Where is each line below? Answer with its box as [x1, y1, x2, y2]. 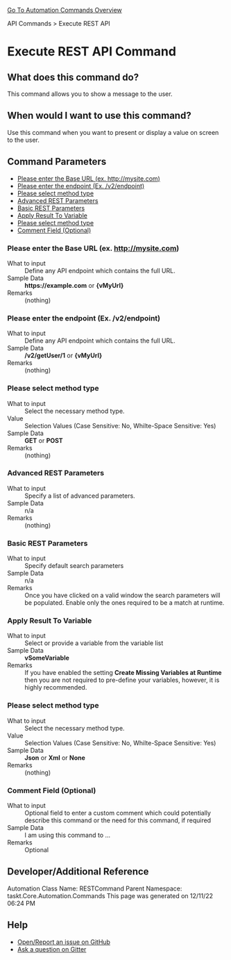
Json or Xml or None [24, 754, 85, 762]
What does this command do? [7, 71, 139, 83]
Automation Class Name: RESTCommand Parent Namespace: [7, 884, 182, 893]
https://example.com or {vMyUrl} [24, 281, 124, 289]
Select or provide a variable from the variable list [24, 639, 164, 647]
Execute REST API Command [7, 44, 177, 60]
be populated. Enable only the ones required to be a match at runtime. [24, 599, 225, 607]
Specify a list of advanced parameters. [24, 491, 135, 500]
